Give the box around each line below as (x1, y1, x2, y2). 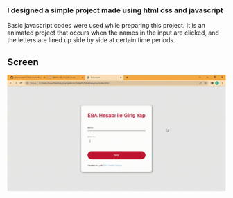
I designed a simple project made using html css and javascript (7, 6, 223, 15)
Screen (7, 56, 40, 68)
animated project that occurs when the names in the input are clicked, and (7, 28, 220, 37)
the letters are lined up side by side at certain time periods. (7, 36, 175, 44)
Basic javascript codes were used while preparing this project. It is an (7, 21, 206, 30)
